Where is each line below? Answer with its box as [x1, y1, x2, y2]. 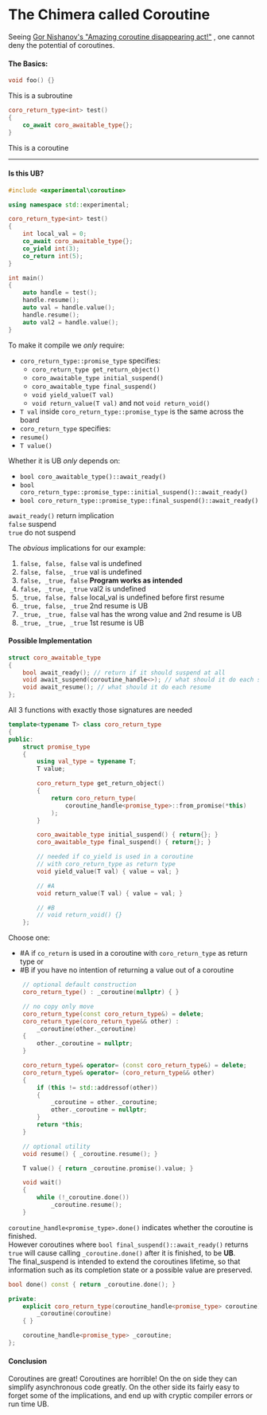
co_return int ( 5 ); [22, 252, 83, 260]
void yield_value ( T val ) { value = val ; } [37, 867, 180, 875]
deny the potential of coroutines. [8, 40, 115, 49]
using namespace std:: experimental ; [8, 201, 130, 209]
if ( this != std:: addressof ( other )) [37, 1083, 158, 1091]
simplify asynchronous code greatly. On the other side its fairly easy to [8, 1382, 240, 1392]
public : [8, 735, 34, 743]
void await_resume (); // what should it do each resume [22, 683, 212, 691]
